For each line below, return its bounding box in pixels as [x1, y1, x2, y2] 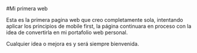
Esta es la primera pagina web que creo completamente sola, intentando [6, 16, 183, 23]
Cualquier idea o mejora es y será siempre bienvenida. [6, 41, 139, 47]
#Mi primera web [6, 5, 48, 12]
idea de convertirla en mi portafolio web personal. [6, 29, 128, 36]
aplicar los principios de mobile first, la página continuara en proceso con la [6, 23, 192, 29]
